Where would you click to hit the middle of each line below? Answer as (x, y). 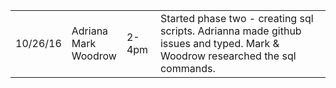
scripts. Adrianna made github (230, 31)
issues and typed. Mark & (219, 43)
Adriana (90, 31)
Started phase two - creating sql (236, 18)
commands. (187, 68)
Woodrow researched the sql (228, 56)
